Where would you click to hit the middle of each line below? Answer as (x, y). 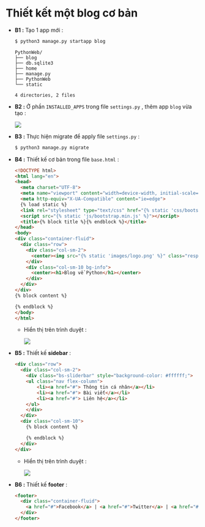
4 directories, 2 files (45, 95)
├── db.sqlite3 (34, 63)
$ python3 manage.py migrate (52, 148)
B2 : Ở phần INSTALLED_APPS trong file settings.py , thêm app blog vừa (103, 107)
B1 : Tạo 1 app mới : (39, 30)
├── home (26, 68)
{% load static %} (44, 204)
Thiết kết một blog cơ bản (72, 13)
